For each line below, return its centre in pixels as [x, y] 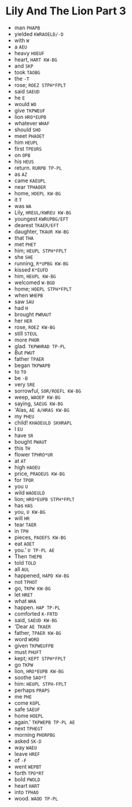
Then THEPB [28, 556]
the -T [22, 79]
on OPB [22, 155]
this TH [22, 448]
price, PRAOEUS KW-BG [39, 473]
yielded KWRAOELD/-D [39, 34]
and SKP [24, 66]
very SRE [24, 384]
